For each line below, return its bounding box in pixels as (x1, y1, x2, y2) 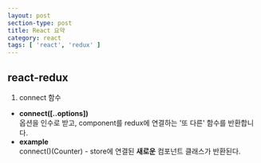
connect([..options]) (18, 108, 89, 118)
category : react (7, 33, 61, 42)
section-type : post (7, 19, 73, 27)
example (18, 137, 49, 146)
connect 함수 (18, 92, 61, 102)
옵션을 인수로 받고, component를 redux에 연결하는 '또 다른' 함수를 (18, 118, 227, 127)
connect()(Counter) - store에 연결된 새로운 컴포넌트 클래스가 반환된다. (18, 146, 241, 156)
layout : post (7, 11, 51, 20)
